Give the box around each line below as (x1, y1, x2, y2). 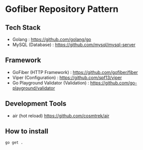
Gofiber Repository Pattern (5, 3, 119, 15)
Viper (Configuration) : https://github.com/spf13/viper (12, 75, 122, 80)
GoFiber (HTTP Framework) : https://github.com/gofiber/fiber (12, 69, 138, 75)
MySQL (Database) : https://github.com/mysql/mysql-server (12, 42, 136, 48)
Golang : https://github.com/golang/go (12, 36, 91, 42)
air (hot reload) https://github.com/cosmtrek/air (12, 113, 110, 119)
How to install (5, 127, 49, 136)
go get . (5, 140, 23, 145)
